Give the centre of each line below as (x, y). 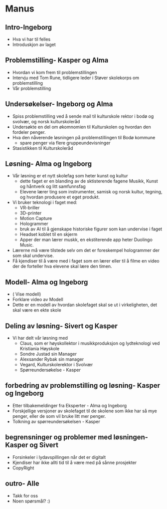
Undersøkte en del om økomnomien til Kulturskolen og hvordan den (82, 127)
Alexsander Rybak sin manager (52, 359)
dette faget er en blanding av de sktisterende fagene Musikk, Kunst (89, 181)
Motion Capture (36, 218)
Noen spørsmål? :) (31, 501)
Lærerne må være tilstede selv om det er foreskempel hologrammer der (86, 250)
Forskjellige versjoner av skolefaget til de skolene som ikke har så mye (84, 411)
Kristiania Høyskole (40, 349)
